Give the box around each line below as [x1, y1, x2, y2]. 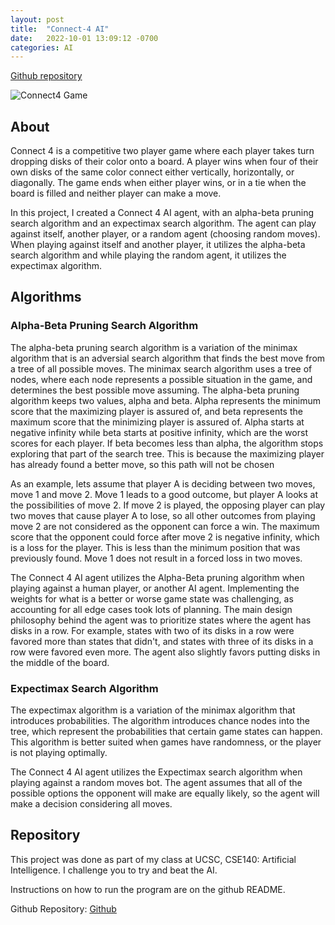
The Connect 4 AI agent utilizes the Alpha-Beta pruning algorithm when [10, 571, 305, 583]
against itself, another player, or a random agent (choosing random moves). [10, 228, 321, 240]
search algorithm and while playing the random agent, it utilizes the [10, 249, 287, 261]
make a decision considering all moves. [10, 798, 173, 810]
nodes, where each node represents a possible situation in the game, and [10, 373, 313, 385]
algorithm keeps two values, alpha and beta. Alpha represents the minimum [10, 394, 321, 406]
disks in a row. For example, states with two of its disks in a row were [10, 624, 295, 636]
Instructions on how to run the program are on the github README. [10, 883, 286, 895]
